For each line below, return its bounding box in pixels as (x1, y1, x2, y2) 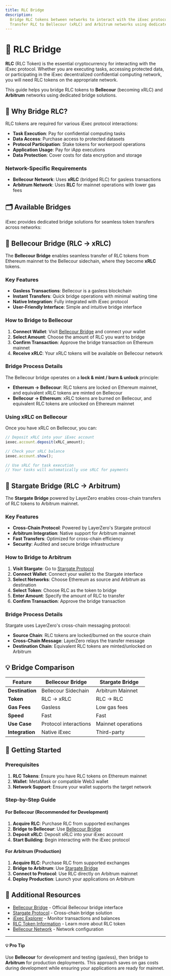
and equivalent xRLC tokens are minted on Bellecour (12, 389, 123, 396)
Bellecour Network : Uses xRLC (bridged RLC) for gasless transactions (12, 177, 161, 183)
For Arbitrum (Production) (5, 848, 62, 855)
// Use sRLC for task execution (5, 462, 74, 468)
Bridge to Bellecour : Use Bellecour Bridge (12, 825, 101, 832)
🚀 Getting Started (5, 746, 62, 754)
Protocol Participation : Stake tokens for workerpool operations (12, 141, 146, 147)
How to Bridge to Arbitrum (5, 554, 72, 561)
